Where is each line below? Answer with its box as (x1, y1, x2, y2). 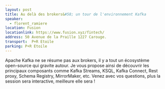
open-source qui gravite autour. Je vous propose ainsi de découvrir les (5, 62, 149, 68)
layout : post (5, 7, 32, 12)
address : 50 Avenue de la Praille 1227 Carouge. (5, 35, 107, 40)
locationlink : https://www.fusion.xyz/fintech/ (5, 30, 105, 35)
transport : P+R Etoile (5, 39, 54, 44)
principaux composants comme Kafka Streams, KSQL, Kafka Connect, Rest (5, 67, 158, 74)
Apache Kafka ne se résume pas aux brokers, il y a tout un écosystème (5, 57, 150, 63)
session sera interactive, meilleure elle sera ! (5, 78, 95, 84)
